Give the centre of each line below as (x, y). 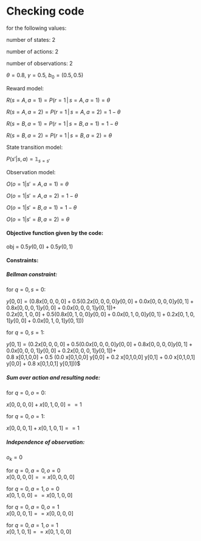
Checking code (45, 11)
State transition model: (35, 147)
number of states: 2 (31, 39)
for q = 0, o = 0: (26, 393)
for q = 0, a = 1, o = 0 (33, 489)
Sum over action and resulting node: (53, 377)
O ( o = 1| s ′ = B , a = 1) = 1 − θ (42, 207)
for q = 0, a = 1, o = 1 (32, 525)
